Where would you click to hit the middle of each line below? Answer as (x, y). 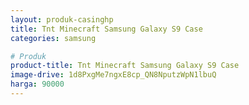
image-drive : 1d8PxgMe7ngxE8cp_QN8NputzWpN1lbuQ (113, 75)
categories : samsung (53, 38)
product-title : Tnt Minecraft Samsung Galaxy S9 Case (125, 66)
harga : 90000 (37, 84)
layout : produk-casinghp (62, 19)
